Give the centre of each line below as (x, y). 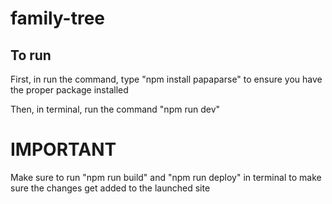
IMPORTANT (63, 149)
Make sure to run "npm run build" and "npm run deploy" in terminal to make (166, 177)
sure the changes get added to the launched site (110, 188)
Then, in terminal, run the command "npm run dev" (115, 109)
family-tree (58, 18)
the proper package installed (69, 90)
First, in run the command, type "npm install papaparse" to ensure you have (166, 79)
